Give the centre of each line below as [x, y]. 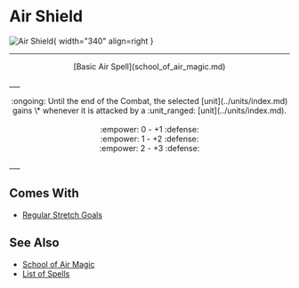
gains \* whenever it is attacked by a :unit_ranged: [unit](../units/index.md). [149, 110]
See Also [34, 243]
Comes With [44, 193]
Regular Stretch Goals [62, 214]
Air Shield [46, 16]
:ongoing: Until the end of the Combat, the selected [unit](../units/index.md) [149, 100]
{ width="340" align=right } [103, 41]
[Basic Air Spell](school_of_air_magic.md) [149, 66]
